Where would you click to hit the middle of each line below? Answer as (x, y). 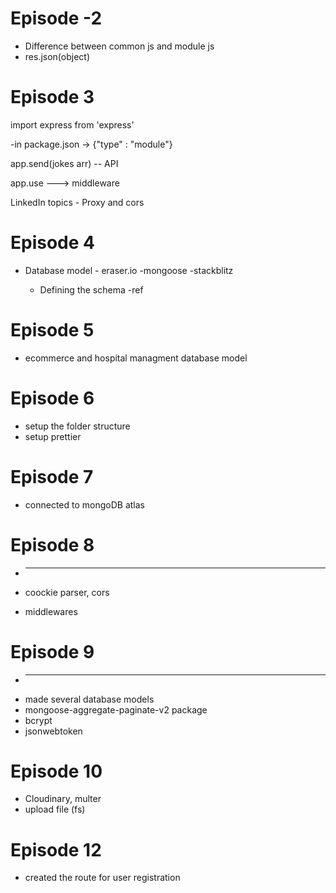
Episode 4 (52, 243)
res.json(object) (57, 56)
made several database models (89, 699)
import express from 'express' (72, 124)
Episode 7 (52, 476)
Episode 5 (52, 330)
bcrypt (38, 720)
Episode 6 (52, 398)
